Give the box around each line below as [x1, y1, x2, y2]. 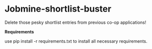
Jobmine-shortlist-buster [4, 3, 112, 15]
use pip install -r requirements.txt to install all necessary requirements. [4, 38, 148, 44]
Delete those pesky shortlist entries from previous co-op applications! [4, 19, 146, 25]
